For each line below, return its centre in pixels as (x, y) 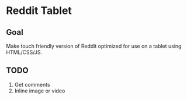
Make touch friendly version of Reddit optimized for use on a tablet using (94, 46)
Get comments (32, 84)
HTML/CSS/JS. (24, 52)
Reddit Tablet (39, 11)
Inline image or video (40, 91)
